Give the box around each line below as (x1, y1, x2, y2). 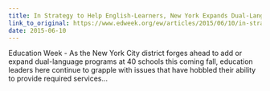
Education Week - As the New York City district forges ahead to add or (8, 49, 243, 58)
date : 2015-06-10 (8, 26, 67, 34)
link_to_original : (8, 19, 70, 27)
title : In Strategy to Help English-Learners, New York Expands (8, 11, 228, 20)
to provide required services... (8, 73, 108, 84)
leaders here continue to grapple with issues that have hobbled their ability (8, 65, 256, 75)
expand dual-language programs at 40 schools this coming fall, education (8, 57, 253, 66)
